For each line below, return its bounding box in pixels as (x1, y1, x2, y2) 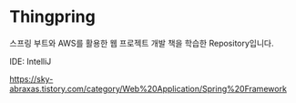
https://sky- (9, 73, 54, 84)
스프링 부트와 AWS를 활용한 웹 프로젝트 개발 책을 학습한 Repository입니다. (9, 37, 275, 48)
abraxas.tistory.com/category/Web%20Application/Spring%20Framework (9, 83, 287, 94)
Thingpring (9, 6, 96, 27)
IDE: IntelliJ (9, 56, 52, 67)
